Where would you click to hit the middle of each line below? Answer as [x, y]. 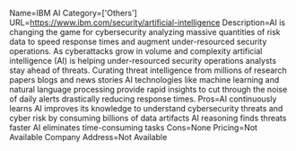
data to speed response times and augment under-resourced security [138, 41]
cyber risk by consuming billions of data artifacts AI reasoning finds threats [148, 118]
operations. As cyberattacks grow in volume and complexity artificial [136, 51]
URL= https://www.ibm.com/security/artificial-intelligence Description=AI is [147, 22]
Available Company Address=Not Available [88, 137]
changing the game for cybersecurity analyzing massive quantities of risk [145, 32]
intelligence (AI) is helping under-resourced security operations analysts [143, 61]
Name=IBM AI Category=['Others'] [73, 13]
